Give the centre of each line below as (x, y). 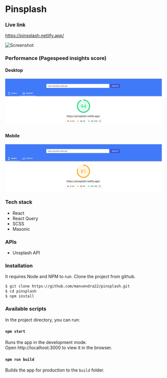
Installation (19, 266)
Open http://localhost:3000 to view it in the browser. (59, 348)
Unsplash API (26, 253)
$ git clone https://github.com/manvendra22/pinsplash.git (68, 286)
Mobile (12, 136)
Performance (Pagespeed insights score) (56, 58)
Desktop (14, 70)
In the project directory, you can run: (42, 320)
